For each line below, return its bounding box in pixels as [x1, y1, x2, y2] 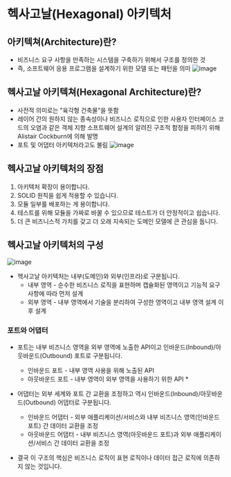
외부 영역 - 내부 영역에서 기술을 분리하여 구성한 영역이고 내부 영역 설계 [27, 298, 216, 306]
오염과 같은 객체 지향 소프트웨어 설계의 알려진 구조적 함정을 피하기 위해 [30, 123, 221, 131]
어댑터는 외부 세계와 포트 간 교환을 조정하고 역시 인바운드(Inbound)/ [17, 389, 201, 397]
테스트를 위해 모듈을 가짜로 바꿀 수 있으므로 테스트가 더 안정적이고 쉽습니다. [17, 208, 221, 216]
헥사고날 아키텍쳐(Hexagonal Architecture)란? [7, 86, 202, 98]
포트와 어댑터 [7, 326, 48, 335]
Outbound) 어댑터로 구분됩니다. [25, 398, 112, 406]
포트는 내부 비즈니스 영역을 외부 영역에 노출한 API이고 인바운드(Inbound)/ [17, 343, 216, 351]
